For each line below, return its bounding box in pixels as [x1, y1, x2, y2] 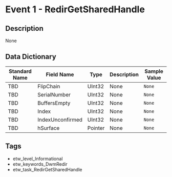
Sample [144, 68, 164, 75]
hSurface [37, 124, 60, 131]
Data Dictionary [5, 52, 56, 61]
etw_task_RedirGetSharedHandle [12, 166, 82, 172]
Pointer [87, 124, 105, 131]
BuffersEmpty [37, 99, 71, 106]
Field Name [46, 71, 74, 78]
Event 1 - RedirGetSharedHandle [5, 4, 145, 15]
